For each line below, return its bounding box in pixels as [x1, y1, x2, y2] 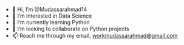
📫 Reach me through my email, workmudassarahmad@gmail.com [12, 32, 178, 39]
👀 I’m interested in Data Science [12, 12, 92, 19]
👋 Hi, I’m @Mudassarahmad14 [12, 6, 87, 13]
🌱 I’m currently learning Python [12, 19, 90, 26]
